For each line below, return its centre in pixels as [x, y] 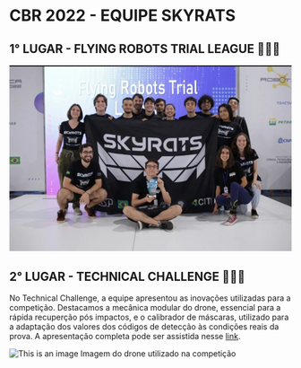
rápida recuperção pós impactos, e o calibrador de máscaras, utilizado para [149, 317]
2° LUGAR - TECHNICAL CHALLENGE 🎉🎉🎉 [128, 276]
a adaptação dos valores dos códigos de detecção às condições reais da [144, 327]
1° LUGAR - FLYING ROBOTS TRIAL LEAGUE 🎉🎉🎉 [145, 49]
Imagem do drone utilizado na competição [158, 354]
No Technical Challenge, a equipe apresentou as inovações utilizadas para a [150, 298]
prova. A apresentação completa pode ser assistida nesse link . [125, 337]
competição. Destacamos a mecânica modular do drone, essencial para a [145, 308]
